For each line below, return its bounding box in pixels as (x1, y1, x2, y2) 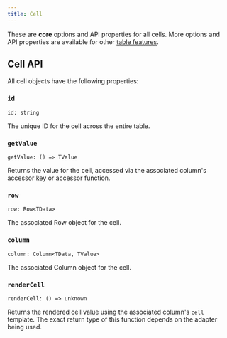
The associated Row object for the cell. (7, 218, 122, 227)
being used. (7, 322, 43, 331)
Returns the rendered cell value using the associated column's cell (7, 307, 204, 316)
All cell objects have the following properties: (7, 77, 139, 85)
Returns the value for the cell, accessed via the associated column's (7, 167, 207, 175)
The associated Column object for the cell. (7, 263, 131, 271)
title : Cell (7, 10, 43, 18)
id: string (7, 109, 40, 116)
